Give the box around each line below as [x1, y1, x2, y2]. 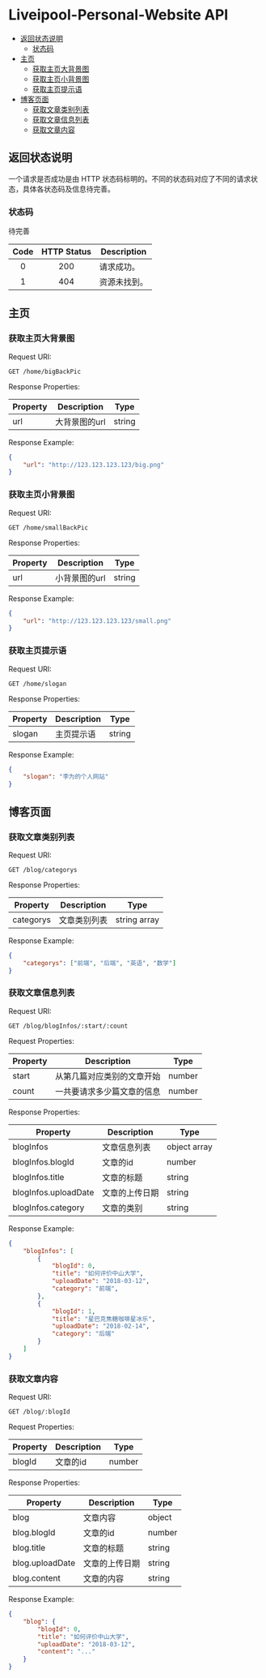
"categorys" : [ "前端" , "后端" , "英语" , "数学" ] [23, 959, 176, 967]
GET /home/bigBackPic [8, 367, 82, 376]
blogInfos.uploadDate [12, 1187, 95, 1198]
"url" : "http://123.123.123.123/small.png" [23, 616, 172, 625]
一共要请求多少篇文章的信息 [55, 1085, 161, 1096]
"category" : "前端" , [51, 1285, 119, 1293]
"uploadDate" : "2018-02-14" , [51, 1322, 150, 1331]
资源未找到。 [99, 277, 148, 288]
